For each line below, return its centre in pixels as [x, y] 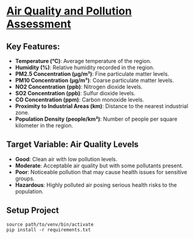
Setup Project [33, 210]
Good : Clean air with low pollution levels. [66, 159]
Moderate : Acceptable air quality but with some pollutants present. [99, 166]
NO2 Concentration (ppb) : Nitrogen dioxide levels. [79, 87]
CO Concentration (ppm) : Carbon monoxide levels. [80, 99]
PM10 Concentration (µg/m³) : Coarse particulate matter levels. [95, 80]
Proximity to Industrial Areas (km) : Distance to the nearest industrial [102, 106]
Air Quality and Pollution [69, 11]
